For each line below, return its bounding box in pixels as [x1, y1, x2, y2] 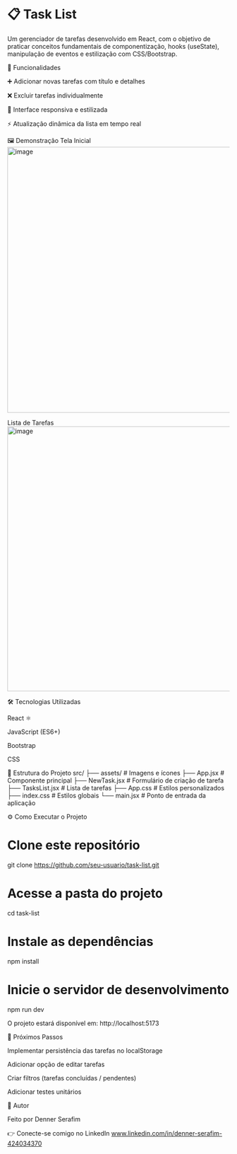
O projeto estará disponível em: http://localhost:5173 [7, 1019, 159, 1027]
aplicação [7, 798, 36, 807]
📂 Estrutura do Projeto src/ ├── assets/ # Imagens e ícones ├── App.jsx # [7, 768, 224, 777]
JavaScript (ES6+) [7, 727, 61, 736]
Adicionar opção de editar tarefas [7, 1060, 105, 1068]
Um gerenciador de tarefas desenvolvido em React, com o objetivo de [7, 34, 211, 43]
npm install [7, 957, 39, 965]
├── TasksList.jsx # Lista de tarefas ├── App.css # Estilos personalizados [7, 783, 224, 792]
